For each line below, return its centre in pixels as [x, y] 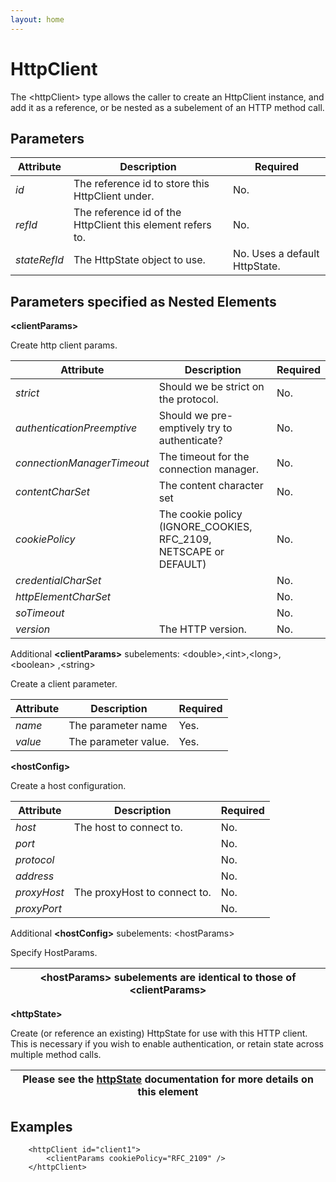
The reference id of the [127, 213]
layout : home [37, 19]
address [35, 876]
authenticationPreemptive [76, 428]
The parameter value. [119, 742]
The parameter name [118, 726]
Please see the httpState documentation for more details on [168, 1079]
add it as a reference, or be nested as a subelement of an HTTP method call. [167, 107]
